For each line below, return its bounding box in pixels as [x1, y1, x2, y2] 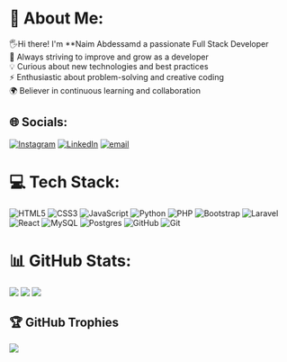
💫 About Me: [9, 8, 104, 29]
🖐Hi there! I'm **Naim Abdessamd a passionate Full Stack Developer [9, 38, 269, 49]
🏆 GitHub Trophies [9, 315, 120, 330]
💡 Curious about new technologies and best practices [9, 60, 209, 71]
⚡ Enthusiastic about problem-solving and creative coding [9, 71, 225, 82]
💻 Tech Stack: [9, 171, 121, 192]
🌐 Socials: [9, 114, 68, 130]
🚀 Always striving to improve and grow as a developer [9, 51, 209, 62]
